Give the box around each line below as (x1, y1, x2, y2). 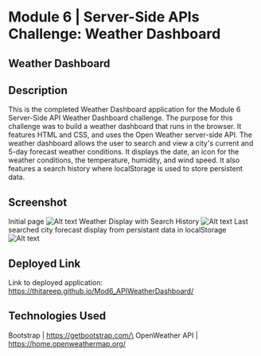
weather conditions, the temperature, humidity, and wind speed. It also (8, 155, 240, 165)
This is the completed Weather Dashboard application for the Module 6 (8, 104, 241, 115)
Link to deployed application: (8, 278, 103, 288)
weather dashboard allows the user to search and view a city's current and (8, 139, 254, 148)
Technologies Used (8, 309, 106, 323)
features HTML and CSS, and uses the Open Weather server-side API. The (8, 130, 253, 139)
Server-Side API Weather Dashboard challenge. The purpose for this (8, 113, 233, 123)
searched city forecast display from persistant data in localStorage (8, 225, 227, 235)
